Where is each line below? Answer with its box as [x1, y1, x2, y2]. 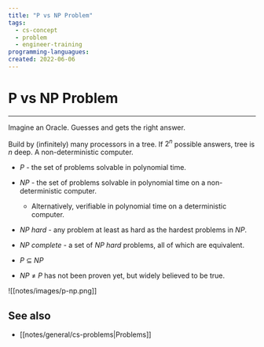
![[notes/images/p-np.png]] [8, 286, 97, 296]
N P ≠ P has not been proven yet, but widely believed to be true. [19, 271, 225, 280]
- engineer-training [15, 41, 82, 49]
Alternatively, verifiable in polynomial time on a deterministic [31, 201, 227, 211]
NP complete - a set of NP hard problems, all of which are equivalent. [19, 241, 245, 250]
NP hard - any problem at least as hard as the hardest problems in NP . [19, 225, 247, 234]
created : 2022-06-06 [8, 56, 76, 64]
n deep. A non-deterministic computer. [8, 147, 134, 157]
